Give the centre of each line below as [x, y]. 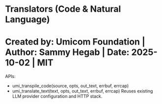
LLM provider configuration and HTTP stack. [57, 96]
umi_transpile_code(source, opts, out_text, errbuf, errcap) [70, 86]
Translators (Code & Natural [63, 9]
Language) [27, 19]
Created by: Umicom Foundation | [75, 42]
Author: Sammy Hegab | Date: [67, 52]
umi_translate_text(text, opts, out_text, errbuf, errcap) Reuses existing [82, 91]
